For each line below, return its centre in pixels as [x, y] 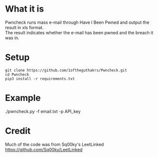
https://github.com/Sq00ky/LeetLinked [44, 149]
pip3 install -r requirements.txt [40, 78]
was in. [12, 38]
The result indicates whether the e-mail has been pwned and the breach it [79, 32]
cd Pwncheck [17, 74]
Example [23, 98]
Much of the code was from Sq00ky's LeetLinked [54, 144]
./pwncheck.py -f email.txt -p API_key [43, 111]
